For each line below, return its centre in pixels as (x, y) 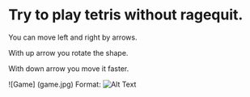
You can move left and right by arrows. (73, 37)
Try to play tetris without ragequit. (126, 15)
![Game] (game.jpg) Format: (55, 84)
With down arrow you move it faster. (69, 68)
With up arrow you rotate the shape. (68, 53)
